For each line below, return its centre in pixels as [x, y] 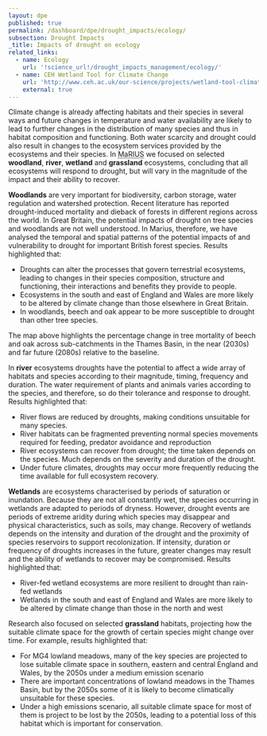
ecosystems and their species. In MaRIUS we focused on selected [116, 154]
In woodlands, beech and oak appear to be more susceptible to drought [137, 312]
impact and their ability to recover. [64, 180]
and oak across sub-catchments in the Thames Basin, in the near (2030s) [129, 344]
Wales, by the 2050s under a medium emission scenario [112, 673]
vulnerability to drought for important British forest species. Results [118, 246]
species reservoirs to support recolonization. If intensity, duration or [119, 542]
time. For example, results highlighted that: [78, 641]
